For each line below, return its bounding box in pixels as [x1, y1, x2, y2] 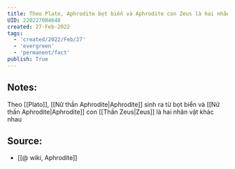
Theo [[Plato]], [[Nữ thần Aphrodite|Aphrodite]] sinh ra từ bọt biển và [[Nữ [7, 100, 220, 108]
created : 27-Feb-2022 [7, 23, 71, 30]
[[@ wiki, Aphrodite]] [17, 154, 78, 162]
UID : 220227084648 [7, 17, 61, 24]
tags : [7, 29, 23, 37]
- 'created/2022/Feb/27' [13, 36, 86, 43]
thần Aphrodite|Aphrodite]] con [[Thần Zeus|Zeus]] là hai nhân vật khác [7, 108, 215, 116]
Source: [7, 135, 43, 147]
